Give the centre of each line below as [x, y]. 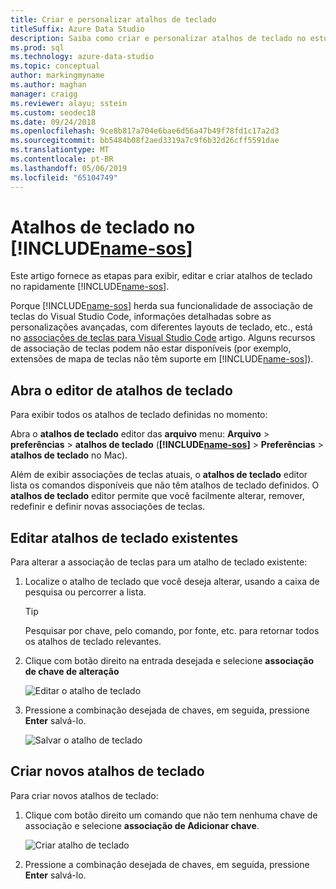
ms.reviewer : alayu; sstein [69, 103]
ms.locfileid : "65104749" [64, 177]
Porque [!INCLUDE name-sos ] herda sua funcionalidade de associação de [161, 306]
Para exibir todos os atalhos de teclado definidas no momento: [139, 415]
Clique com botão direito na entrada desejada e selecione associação [169, 661]
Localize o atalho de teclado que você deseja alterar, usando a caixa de [172, 582]
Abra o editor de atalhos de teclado [121, 390]
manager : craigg [44, 94]
